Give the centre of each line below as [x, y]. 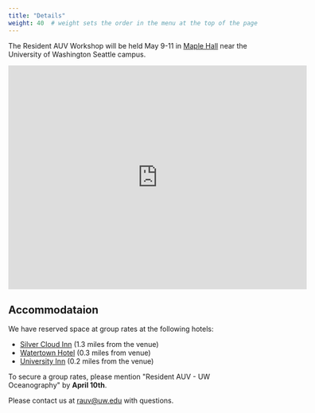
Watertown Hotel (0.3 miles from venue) [85, 353]
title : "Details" [37, 16]
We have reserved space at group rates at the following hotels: [111, 329]
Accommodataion [54, 310]
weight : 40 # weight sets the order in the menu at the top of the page [133, 23]
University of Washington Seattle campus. [77, 54]
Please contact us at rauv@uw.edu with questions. [91, 401]
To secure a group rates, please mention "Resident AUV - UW [109, 377]
